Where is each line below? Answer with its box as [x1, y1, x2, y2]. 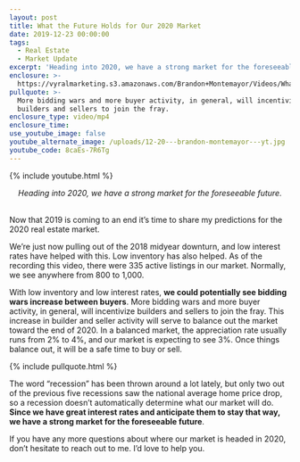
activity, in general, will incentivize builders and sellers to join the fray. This [9, 305, 285, 317]
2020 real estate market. [9, 224, 100, 235]
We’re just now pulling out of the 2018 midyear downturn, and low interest [9, 241, 281, 252]
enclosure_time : [9, 121, 70, 130]
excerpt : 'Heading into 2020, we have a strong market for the [9, 63, 250, 72]
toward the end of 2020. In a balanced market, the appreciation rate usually [9, 325, 287, 335]
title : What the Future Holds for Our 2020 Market [9, 21, 202, 30]
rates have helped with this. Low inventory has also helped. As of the [9, 251, 263, 261]
